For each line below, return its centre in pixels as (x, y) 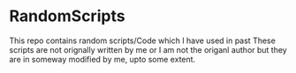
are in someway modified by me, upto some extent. (102, 59)
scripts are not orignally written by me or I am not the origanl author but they (148, 49)
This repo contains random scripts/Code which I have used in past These (142, 40)
